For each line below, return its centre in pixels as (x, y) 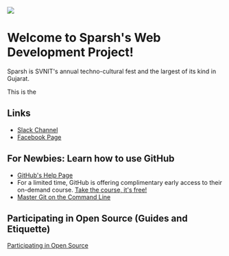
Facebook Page (39, 137)
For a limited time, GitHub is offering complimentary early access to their (120, 182)
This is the (22, 92)
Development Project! (70, 52)
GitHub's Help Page (45, 175)
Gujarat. (18, 78)
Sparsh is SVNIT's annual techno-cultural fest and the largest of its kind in (112, 71)
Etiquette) (29, 229)
